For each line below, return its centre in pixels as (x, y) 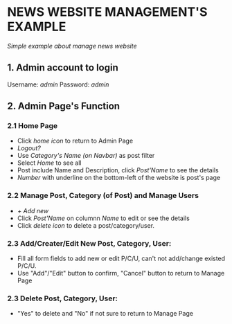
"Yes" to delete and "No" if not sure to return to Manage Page (105, 314)
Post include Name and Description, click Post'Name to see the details (118, 170)
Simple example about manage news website (72, 46)
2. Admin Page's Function (63, 106)
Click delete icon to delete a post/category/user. (86, 225)
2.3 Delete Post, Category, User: (63, 298)
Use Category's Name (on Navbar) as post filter (86, 156)
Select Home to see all (49, 163)
